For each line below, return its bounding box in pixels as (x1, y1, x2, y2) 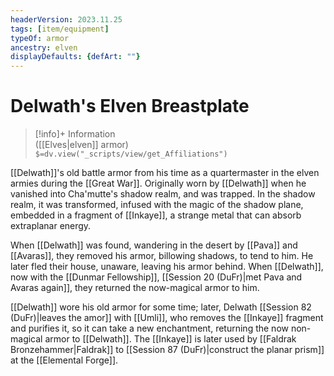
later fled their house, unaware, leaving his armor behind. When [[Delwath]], (10, 261, 324, 273)
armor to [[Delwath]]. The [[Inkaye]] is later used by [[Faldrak (44, 333, 297, 345)
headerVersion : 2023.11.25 (10, 14, 123, 25)
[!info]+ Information (34, 128, 116, 140)
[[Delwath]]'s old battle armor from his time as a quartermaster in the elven (10, 167, 320, 179)
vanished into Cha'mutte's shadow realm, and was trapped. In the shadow (10, 188, 316, 200)
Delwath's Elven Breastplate (10, 95, 250, 118)
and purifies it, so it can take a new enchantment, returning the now (10, 322, 289, 335)
